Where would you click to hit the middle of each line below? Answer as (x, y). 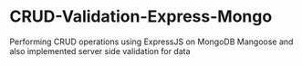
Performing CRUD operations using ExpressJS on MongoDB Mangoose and (151, 42)
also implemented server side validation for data (100, 51)
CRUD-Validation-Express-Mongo (141, 17)
